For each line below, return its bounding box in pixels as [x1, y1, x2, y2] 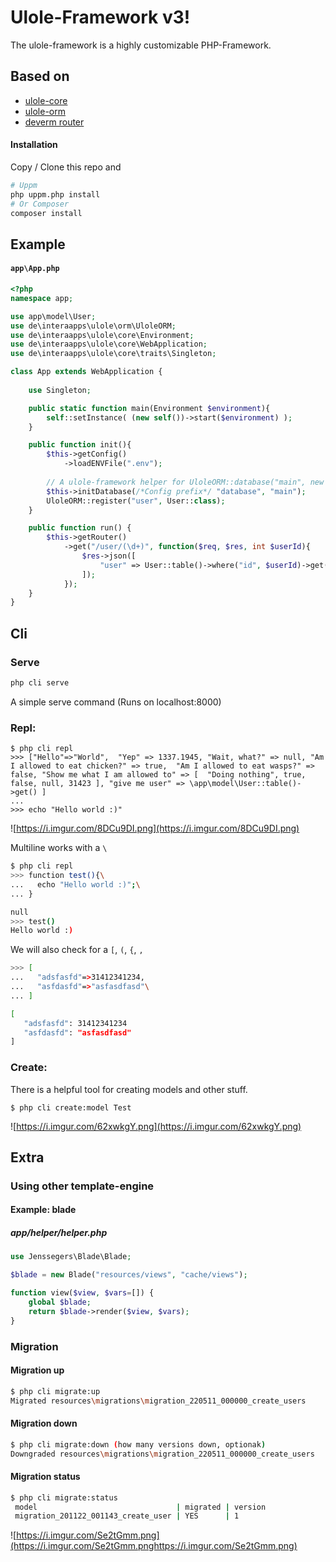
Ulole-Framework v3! [10, 6, 191, 29]
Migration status [10, 1471, 81, 1483]
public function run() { [28, 523, 132, 533]
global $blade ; [28, 1297, 92, 1308]
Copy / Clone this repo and [10, 161, 122, 173]
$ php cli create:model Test [10, 1102, 132, 1113]
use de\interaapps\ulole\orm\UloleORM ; [10, 321, 177, 331]
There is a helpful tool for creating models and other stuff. [10, 1083, 248, 1095]
